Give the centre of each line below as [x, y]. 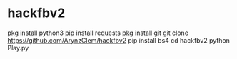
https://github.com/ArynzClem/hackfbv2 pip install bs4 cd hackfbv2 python [119, 40]
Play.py [18, 48]
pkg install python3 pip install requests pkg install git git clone [98, 33]
